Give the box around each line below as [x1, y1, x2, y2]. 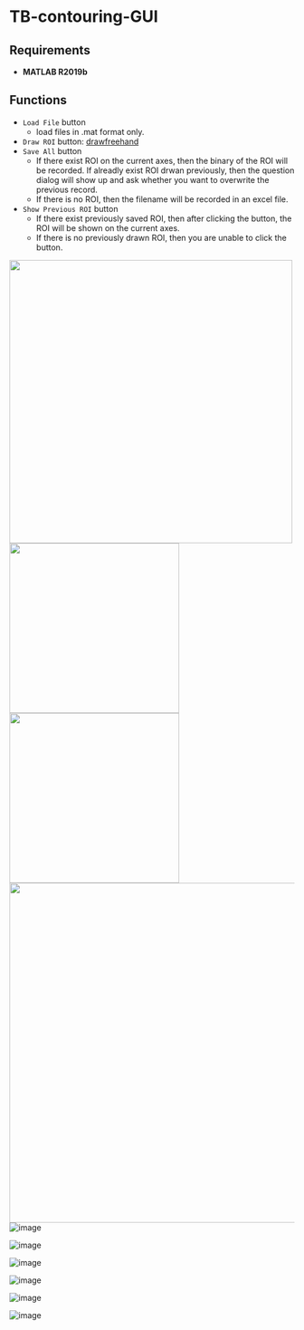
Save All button [22, 145, 82, 156]
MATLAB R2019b [22, 66, 88, 77]
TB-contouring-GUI [9, 6, 158, 27]
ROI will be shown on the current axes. [35, 222, 180, 233]
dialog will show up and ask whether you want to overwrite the [35, 174, 270, 185]
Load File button [22, 116, 86, 128]
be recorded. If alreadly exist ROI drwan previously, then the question [35, 165, 295, 176]
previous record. [35, 184, 98, 195]
